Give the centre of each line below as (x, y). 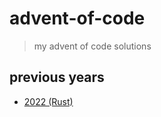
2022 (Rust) (48, 101)
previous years (57, 77)
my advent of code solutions (92, 46)
